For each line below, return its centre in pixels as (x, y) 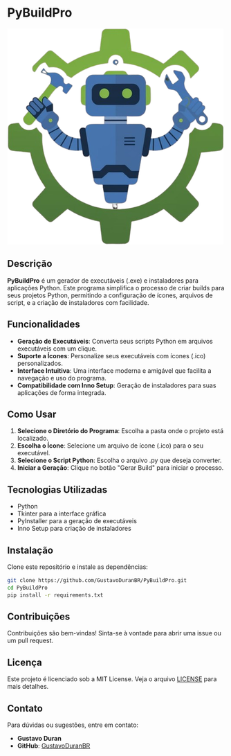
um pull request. (30, 641)
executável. (34, 453)
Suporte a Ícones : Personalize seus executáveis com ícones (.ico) (111, 355)
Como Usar (32, 414)
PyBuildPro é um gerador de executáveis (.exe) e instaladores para (103, 280)
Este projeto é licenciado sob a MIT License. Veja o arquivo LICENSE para (112, 679)
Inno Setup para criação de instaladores (74, 529)
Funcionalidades (44, 325)
